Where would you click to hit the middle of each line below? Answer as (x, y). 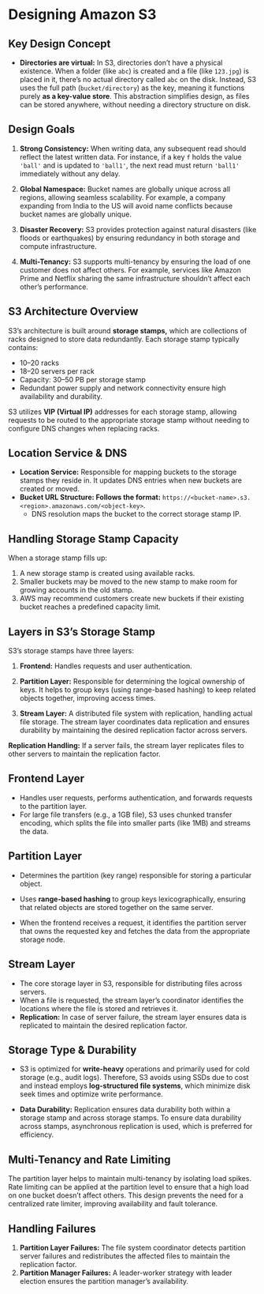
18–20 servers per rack (57, 371)
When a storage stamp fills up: (58, 558)
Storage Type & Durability (73, 1049)
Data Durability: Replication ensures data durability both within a (125, 1110)
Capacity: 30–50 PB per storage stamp (82, 379)
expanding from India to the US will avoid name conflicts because (126, 205)
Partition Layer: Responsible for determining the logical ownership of (132, 682)
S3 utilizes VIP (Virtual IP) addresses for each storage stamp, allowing (123, 412)
